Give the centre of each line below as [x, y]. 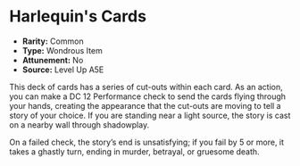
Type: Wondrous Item [62, 50]
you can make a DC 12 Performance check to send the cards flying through [148, 96]
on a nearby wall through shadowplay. [79, 124]
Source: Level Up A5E [63, 70]
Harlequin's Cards [78, 17]
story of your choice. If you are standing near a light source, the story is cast [150, 115]
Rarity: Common [53, 41]
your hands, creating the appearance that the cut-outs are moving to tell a [145, 105]
